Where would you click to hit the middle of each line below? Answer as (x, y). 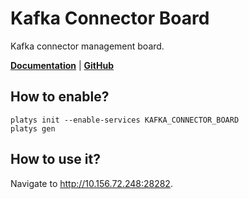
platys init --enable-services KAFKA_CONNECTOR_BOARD (125, 120)
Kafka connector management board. (87, 46)
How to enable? (60, 97)
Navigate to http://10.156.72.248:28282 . (91, 183)
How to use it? (55, 159)
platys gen (33, 128)
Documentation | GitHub (62, 65)
